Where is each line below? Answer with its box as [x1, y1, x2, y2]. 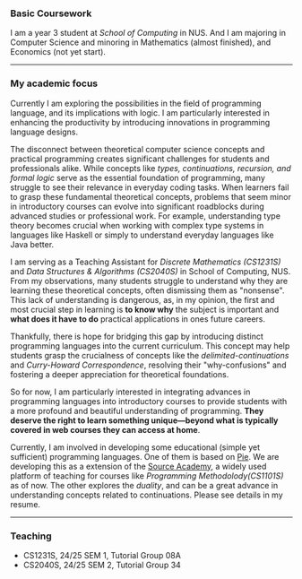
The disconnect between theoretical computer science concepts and [10, 143, 265, 154]
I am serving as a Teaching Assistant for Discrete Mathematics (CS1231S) [10, 256, 281, 267]
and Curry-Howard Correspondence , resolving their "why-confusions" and [10, 359, 287, 370]
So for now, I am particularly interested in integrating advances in [10, 386, 251, 397]
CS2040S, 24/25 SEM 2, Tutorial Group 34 [22, 559, 182, 570]
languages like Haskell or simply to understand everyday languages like [10, 229, 274, 240]
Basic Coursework [10, 7, 92, 20]
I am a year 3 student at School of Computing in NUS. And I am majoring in [10, 28, 286, 39]
